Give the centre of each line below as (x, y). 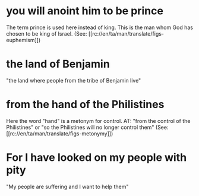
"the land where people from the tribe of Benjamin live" (74, 80)
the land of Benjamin (58, 64)
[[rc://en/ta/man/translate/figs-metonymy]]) (60, 133)
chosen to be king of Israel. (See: (47, 33)
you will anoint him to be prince (85, 11)
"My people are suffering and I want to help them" (67, 186)
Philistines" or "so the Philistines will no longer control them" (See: (87, 127)
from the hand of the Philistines (85, 105)
